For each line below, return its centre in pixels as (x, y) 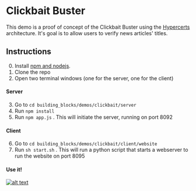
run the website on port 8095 (50, 156)
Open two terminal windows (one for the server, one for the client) (94, 78)
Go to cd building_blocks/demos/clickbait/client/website (86, 144)
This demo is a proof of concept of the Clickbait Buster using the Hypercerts (98, 27)
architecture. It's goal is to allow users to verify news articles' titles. (87, 33)
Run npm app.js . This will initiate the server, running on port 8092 (94, 117)
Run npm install (34, 111)
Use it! (14, 169)
